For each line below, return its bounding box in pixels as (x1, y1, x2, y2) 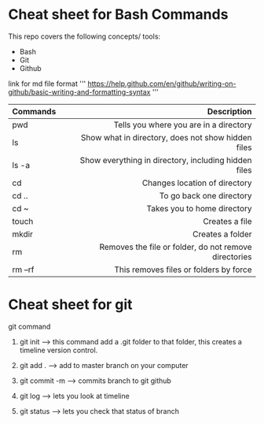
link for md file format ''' (8, 79, 86, 88)
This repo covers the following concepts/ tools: (8, 32, 161, 41)
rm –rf (12, 264, 35, 275)
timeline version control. (19, 345, 98, 355)
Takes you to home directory (146, 203, 252, 214)
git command (8, 322, 51, 331)
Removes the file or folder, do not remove (99, 241, 252, 252)
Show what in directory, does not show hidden (81, 132, 252, 143)
